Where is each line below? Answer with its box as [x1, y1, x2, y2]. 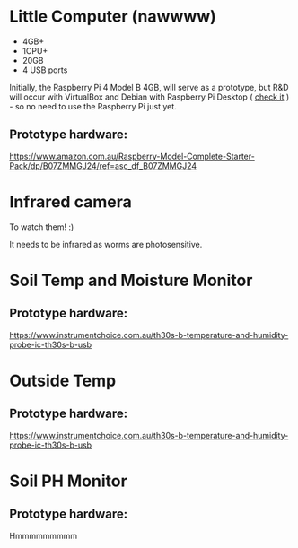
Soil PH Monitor [9, 471, 127, 491]
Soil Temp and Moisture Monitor [9, 270, 253, 291]
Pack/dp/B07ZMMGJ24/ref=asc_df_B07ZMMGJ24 [9, 160, 197, 171]
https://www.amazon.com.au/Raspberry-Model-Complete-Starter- [9, 151, 256, 161]
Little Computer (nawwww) [9, 6, 217, 27]
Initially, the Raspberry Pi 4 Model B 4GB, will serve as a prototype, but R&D [9, 82, 289, 92]
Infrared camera [9, 191, 132, 212]
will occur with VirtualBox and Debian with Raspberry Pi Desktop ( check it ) [9, 91, 290, 102]
